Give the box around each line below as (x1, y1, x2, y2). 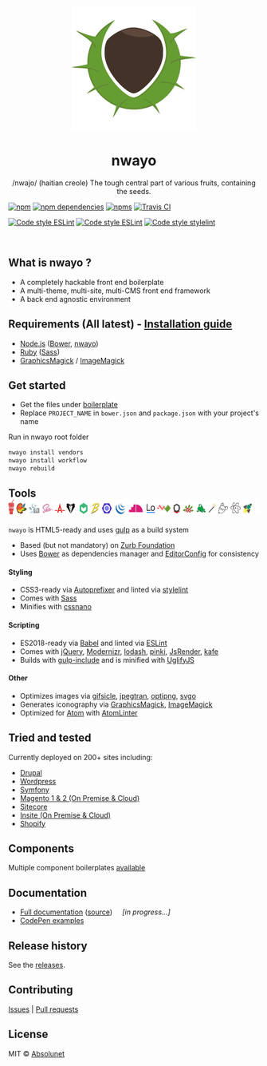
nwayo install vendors (8, 449, 84, 457)
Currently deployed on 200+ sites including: (8, 752, 153, 762)
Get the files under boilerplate (19, 400, 118, 410)
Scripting (8, 620, 40, 629)
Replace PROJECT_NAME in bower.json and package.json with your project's (19, 408, 260, 418)
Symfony (19, 785, 50, 795)
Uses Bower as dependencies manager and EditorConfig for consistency (19, 549, 259, 559)
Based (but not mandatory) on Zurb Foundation (19, 541, 175, 550)
